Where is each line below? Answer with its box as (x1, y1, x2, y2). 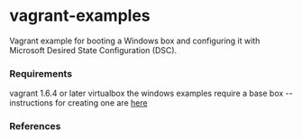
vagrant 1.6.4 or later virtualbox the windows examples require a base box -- (9, 88, 293, 99)
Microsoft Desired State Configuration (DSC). (9, 44, 178, 55)
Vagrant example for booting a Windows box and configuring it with (9, 35, 261, 46)
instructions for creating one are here (9, 97, 148, 108)
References (9, 120, 61, 133)
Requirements (9, 67, 73, 79)
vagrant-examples (9, 5, 151, 26)
